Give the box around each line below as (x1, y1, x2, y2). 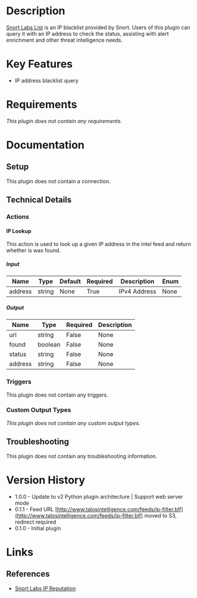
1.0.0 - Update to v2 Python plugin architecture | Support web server (14, 493, 183, 500)
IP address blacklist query (14, 77, 79, 84)
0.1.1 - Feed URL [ (14, 505, 58, 512)
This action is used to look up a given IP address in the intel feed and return (6, 241, 192, 248)
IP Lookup (6, 227, 32, 234)
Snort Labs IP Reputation (14, 584, 76, 592)
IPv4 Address (118, 287, 157, 295)
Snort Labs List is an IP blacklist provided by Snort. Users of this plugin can (6, 24, 190, 31)
